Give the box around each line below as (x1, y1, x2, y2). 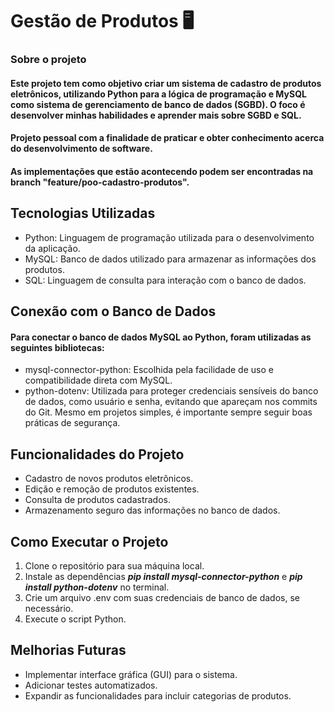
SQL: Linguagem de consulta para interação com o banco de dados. (24, 274, 307, 286)
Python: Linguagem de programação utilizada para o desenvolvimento (24, 231, 315, 243)
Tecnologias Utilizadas (10, 205, 156, 222)
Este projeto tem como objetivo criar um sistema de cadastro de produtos (10, 77, 322, 89)
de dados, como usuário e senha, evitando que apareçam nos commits (24, 396, 318, 408)
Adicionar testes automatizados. (24, 679, 158, 691)
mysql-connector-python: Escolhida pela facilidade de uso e (24, 364, 274, 376)
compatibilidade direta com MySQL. (24, 374, 173, 387)
